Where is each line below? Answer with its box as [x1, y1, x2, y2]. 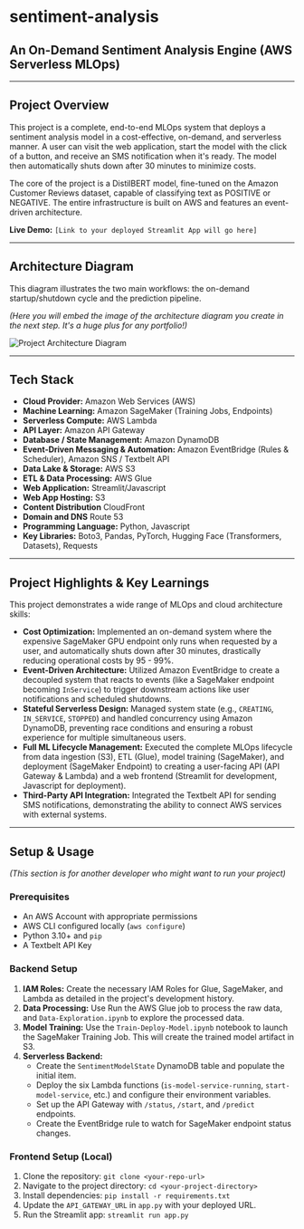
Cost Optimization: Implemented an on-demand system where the [22, 627, 272, 638]
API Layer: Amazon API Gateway [22, 425, 146, 436]
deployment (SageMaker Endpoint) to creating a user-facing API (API [22, 761, 280, 772]
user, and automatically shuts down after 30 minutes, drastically [22, 646, 261, 657]
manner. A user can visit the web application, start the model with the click [9, 140, 288, 151]
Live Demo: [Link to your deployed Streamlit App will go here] [9, 224, 258, 235]
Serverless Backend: [22, 1051, 103, 1061]
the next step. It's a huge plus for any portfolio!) [9, 320, 188, 331]
